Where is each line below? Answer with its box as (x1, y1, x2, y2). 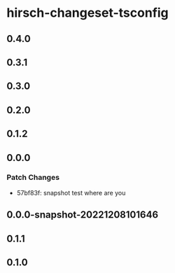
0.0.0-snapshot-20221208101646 (6, 209, 159, 221)
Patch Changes (6, 173, 60, 183)
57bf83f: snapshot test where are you (16, 188, 126, 197)
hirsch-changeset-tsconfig (6, 5, 169, 21)
